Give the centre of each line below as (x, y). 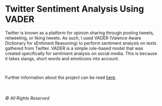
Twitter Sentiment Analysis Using (75, 9)
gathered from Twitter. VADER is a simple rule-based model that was (74, 48)
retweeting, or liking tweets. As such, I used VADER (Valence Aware (73, 38)
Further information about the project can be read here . (61, 77)
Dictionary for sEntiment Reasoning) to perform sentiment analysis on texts (81, 43)
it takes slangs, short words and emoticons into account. (62, 58)
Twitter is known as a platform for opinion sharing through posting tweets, (80, 33)
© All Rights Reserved (27, 98)
